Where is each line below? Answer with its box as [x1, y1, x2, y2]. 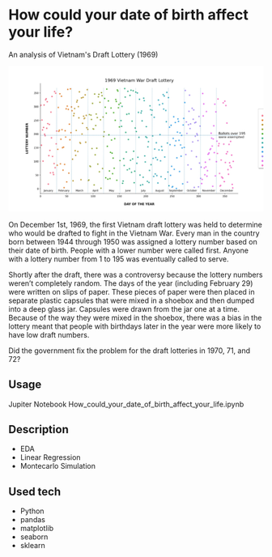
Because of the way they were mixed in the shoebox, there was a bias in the [8, 313, 262, 322]
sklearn [19, 541, 46, 551]
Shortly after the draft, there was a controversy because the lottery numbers [8, 270, 263, 279]
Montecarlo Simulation [19, 461, 96, 471]
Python [19, 506, 45, 516]
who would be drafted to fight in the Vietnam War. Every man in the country [8, 228, 261, 238]
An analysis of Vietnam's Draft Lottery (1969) [8, 49, 159, 59]
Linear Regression [19, 453, 81, 462]
